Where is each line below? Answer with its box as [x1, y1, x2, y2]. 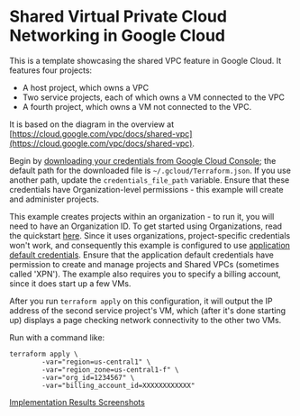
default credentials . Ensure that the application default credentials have [9, 249, 275, 260]
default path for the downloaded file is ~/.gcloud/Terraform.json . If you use [9, 165, 291, 176]
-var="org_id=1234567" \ [41, 373, 135, 382]
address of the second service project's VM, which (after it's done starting [9, 304, 286, 316]
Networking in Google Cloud [9, 25, 226, 46]
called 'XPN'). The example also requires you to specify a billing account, [9, 268, 281, 279]
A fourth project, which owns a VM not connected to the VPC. [22, 101, 252, 112]
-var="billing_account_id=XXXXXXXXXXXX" [41, 381, 195, 390]
